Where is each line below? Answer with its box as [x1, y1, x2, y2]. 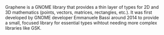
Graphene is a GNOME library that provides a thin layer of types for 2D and [5, 4, 159, 10]
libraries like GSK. [5, 25, 41, 31]
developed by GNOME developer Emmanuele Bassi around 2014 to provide [5, 15, 160, 20]
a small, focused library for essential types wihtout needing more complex [5, 20, 158, 26]
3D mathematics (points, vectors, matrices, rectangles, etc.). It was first [5, 9, 153, 15]
